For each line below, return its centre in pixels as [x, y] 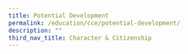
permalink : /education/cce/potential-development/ [94, 23]
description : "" [35, 30]
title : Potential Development [59, 15]
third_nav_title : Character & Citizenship [80, 38]
